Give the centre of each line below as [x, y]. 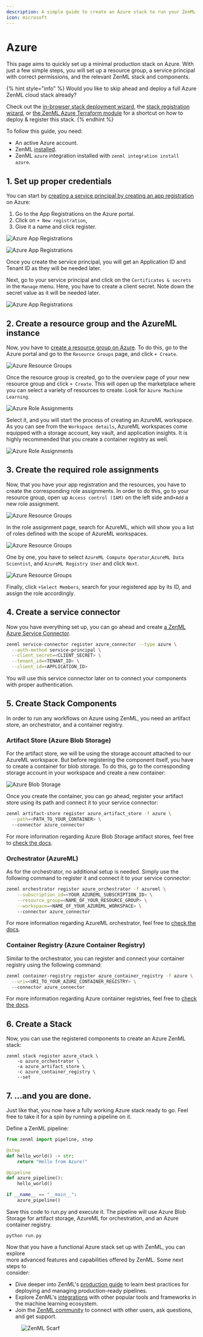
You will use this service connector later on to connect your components [97, 678]
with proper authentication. [40, 685]
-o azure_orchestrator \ [48, 1062]
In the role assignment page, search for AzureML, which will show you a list [100, 527]
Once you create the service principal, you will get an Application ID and [96, 262]
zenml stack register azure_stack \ [52, 1056]
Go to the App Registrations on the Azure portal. [75, 214]
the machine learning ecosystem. [56, 1303]
